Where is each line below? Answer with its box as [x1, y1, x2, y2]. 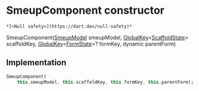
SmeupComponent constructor [6, 4, 165, 17]
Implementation [6, 57, 67, 68]
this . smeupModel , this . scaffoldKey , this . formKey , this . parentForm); [17, 79, 194, 85]
